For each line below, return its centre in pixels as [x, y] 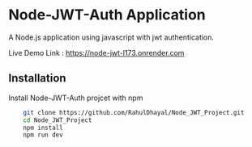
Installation [37, 78]
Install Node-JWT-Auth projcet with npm [76, 98]
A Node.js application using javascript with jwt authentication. [111, 37]
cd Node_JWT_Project [58, 120]
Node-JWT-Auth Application [107, 15]
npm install [43, 128]
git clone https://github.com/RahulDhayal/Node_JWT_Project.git [134, 112]
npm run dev [43, 135]
